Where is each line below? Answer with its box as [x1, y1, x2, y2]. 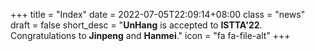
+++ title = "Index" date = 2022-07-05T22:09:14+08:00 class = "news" [10, 9, 306, 20]
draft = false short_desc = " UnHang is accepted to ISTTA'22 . [10, 19, 263, 31]
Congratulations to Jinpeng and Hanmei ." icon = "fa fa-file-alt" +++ [10, 30, 291, 41]
